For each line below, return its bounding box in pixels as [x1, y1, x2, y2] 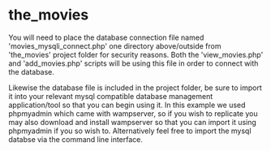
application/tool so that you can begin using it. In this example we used [8, 100, 246, 110]
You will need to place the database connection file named [8, 32, 204, 42]
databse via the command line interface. [8, 134, 144, 144]
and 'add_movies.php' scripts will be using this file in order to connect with [8, 58, 259, 68]
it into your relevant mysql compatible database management [8, 91, 213, 101]
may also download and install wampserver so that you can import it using [8, 117, 257, 127]
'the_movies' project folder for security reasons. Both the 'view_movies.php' [8, 50, 264, 59]
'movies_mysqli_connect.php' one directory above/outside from [8, 41, 222, 50]
